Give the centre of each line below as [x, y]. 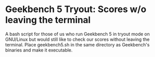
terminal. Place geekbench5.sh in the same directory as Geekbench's [77, 44]
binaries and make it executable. [39, 50]
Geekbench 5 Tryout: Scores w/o [76, 9]
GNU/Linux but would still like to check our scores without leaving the [77, 39]
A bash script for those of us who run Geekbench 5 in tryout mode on [77, 34]
